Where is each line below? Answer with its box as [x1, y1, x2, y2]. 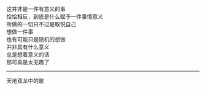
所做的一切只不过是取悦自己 [6, 21, 77, 27]
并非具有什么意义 [6, 43, 50, 50]
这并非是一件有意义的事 [6, 5, 66, 12]
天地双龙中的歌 [6, 77, 44, 84]
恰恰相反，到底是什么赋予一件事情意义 [6, 13, 103, 20]
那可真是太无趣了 [6, 58, 50, 66]
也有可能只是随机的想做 [6, 36, 66, 43]
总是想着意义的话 [6, 51, 50, 58]
